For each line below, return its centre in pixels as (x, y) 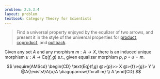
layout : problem (21, 14)
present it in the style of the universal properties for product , (77, 37)
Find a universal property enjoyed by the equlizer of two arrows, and (85, 32)
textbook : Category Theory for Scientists (48, 18)
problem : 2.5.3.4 (22, 9)
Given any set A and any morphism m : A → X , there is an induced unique (78, 52)
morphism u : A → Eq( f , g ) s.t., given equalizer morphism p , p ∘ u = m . (75, 57)
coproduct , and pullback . (41, 43)
